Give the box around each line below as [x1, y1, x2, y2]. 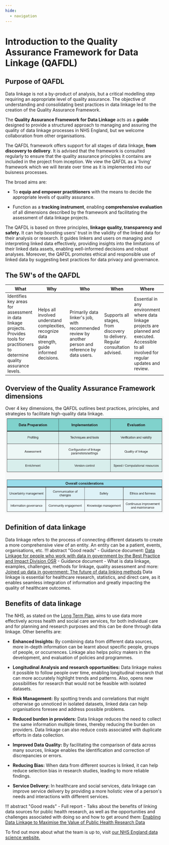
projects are [134, 323, 159, 329]
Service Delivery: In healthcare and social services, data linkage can [12, 783, 156, 789]
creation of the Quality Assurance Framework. [5, 106, 101, 113]
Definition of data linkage [5, 523, 87, 532]
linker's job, [69, 315, 94, 321]
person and [69, 341, 94, 347]
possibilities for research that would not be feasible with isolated [12, 681, 146, 687]
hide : [5, 8, 17, 13]
